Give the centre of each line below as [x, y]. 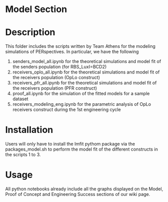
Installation [29, 130]
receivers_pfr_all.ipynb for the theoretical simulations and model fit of [85, 83]
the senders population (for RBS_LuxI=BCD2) [60, 67]
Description [30, 32]
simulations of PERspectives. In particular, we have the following [72, 52]
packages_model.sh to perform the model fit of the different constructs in [81, 149]
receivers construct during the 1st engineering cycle [67, 110]
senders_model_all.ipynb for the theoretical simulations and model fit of [87, 61]
